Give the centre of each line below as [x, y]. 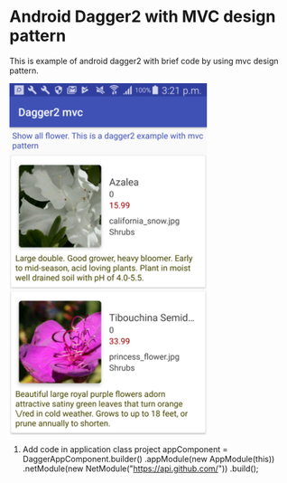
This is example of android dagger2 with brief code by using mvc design [144, 61]
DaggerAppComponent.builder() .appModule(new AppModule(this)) [148, 459]
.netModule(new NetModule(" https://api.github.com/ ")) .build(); [140, 469]
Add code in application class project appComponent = [125, 450]
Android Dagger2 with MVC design [143, 17]
